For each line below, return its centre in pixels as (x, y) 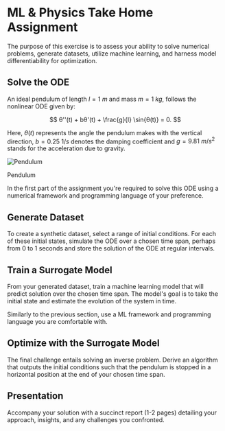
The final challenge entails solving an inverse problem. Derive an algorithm (113, 360)
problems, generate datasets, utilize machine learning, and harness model (112, 54)
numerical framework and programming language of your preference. (105, 196)
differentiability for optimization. (52, 60)
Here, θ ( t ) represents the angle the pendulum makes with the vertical (105, 132)
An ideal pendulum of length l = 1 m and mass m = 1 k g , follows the (102, 99)
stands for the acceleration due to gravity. (66, 148)
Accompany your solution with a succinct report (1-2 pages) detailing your (112, 412)
